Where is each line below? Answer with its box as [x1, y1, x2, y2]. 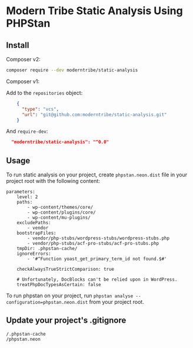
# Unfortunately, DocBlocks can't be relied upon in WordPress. [16, 277, 178, 283]
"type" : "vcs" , [21, 106, 59, 112]
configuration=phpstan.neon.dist [6, 300, 88, 306]
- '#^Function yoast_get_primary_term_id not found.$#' [27, 256, 167, 262]
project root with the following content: [6, 178, 100, 185]
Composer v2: [6, 56, 41, 63]
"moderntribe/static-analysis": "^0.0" [11, 139, 109, 145]
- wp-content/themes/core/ [27, 205, 94, 211]
